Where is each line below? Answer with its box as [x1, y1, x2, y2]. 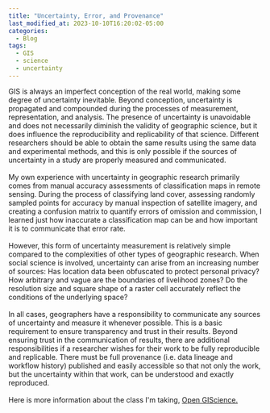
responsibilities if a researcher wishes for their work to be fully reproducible [8, 344, 260, 353]
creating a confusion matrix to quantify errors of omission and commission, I [8, 206, 262, 216]
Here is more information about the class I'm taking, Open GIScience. [8, 394, 239, 404]
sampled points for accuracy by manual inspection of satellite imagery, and [8, 198, 258, 207]
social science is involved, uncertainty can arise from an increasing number [8, 257, 260, 267]
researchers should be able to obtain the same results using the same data [8, 138, 256, 148]
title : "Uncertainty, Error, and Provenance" [8, 11, 164, 20]
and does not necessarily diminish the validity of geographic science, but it [8, 120, 258, 130]
